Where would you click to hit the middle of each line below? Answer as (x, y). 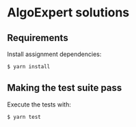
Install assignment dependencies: (54, 54)
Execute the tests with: (39, 104)
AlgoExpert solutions (68, 13)
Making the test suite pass (65, 88)
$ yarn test (24, 117)
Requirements (38, 38)
